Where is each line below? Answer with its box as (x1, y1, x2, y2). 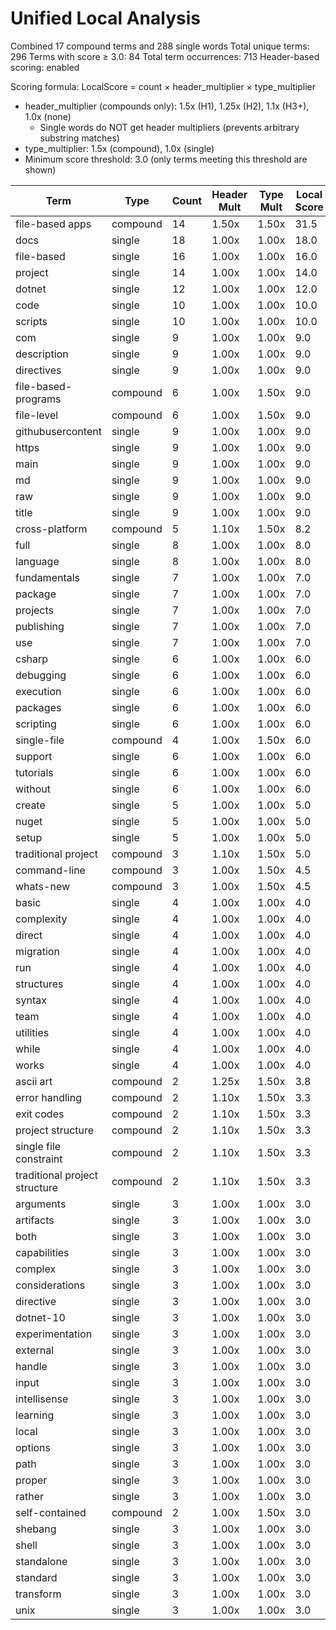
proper (15, 1473, 48, 1487)
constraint (15, 1152, 63, 1166)
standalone (15, 1554, 68, 1568)
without (15, 782, 51, 796)
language (15, 554, 60, 568)
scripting (15, 717, 57, 731)
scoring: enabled (10, 61, 80, 73)
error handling (15, 1090, 82, 1104)
